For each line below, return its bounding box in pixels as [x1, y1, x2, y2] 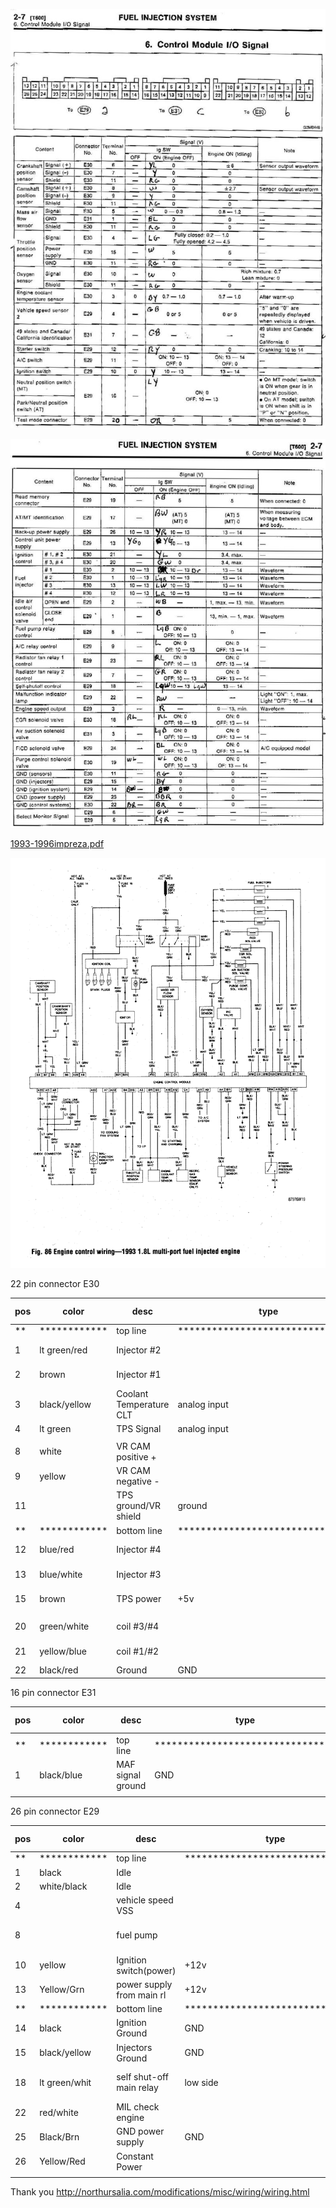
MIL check [116, 2101, 160, 2113]
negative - [116, 1475, 160, 1488]
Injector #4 [116, 1544, 162, 1556]
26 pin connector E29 [10, 1805, 100, 1817]
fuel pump [116, 1929, 158, 1941]
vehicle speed [116, 1894, 174, 1906]
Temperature [116, 1399, 170, 1411]
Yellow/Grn [39, 1984, 85, 1996]
